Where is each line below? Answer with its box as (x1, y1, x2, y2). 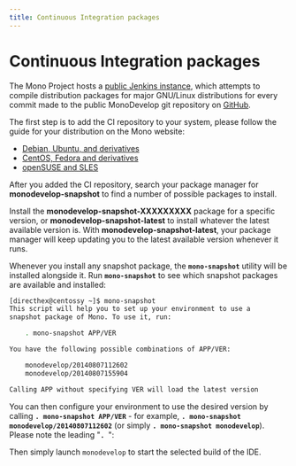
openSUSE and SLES (21, 161, 99, 173)
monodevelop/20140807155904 (25, 369, 128, 377)
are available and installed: (9, 279, 106, 290)
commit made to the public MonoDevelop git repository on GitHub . (9, 99, 252, 110)
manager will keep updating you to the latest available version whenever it (9, 234, 279, 245)
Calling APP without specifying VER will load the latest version (9, 384, 259, 394)
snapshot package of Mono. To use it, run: (9, 313, 172, 322)
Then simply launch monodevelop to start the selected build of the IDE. (9, 447, 262, 457)
